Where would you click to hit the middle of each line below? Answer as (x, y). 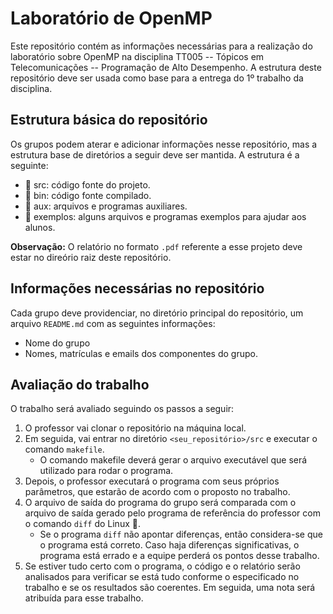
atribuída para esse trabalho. (84, 598)
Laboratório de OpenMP (111, 18)
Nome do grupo (57, 343)
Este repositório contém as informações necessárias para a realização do (161, 46)
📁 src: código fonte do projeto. (87, 184)
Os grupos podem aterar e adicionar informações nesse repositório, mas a (164, 144)
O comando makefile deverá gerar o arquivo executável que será (173, 460)
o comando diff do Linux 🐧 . (82, 524)
